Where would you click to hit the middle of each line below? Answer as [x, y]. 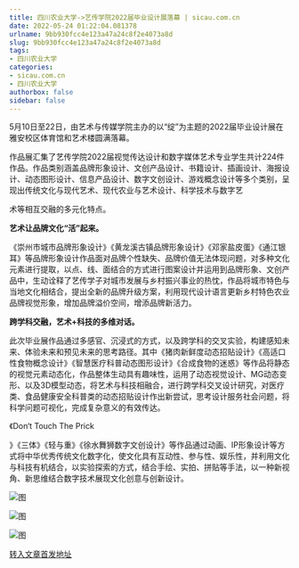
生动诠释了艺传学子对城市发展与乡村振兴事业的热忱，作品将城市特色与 [161, 281]
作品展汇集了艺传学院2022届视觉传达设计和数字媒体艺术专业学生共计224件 [147, 157]
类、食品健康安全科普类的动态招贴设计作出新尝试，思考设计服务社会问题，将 [149, 397]
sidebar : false [37, 100]
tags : [19, 51]
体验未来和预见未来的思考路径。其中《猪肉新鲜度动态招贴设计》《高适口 [155, 352]
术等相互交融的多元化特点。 [60, 210]
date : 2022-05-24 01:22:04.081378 [73, 26]
